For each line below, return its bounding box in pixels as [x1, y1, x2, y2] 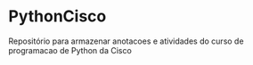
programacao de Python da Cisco [8, 45, 133, 55]
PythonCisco [8, 6, 107, 27]
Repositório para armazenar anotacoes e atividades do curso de [8, 36, 244, 46]
